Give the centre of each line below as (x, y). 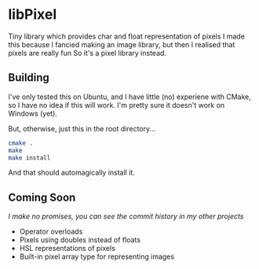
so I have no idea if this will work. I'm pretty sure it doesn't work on (117, 105)
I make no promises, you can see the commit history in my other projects (126, 216)
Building (29, 77)
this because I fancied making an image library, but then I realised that (122, 44)
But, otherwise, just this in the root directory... (82, 128)
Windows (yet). (33, 113)
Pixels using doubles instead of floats (80, 240)
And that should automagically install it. (71, 173)
